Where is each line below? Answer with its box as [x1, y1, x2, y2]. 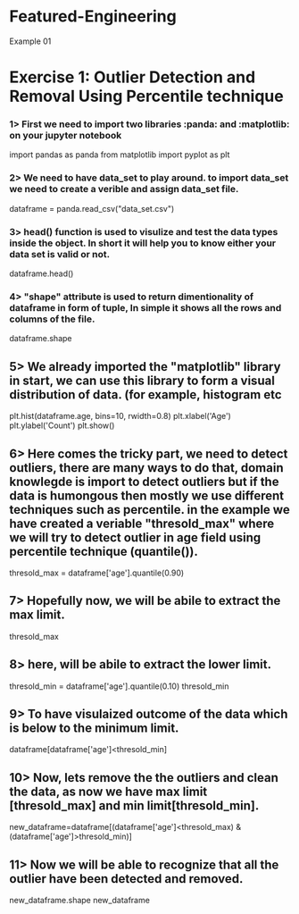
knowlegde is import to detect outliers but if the [9, 474, 279, 489]
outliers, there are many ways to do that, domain [9, 460, 284, 475]
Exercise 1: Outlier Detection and [9, 67, 256, 88]
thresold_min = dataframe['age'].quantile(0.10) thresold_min [9, 681, 229, 692]
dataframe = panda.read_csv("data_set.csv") [9, 203, 175, 214]
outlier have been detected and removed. [9, 871, 244, 886]
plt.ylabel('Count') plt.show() [9, 420, 115, 431]
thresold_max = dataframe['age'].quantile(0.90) [9, 567, 185, 578]
